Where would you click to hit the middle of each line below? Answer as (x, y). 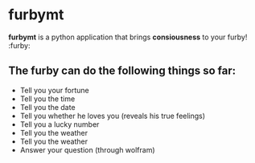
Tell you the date (47, 107)
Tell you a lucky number (60, 124)
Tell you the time (47, 99)
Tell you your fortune (55, 90)
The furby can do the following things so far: (122, 71)
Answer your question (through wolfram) (87, 149)
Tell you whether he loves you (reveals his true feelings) (113, 116)
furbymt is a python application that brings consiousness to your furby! (128, 37)
